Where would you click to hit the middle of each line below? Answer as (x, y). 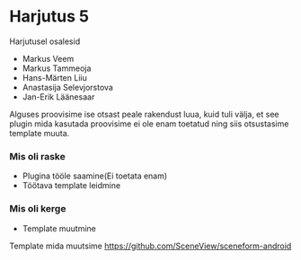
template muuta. (40, 133)
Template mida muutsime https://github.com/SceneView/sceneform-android (150, 246)
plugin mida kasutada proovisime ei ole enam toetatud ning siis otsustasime (149, 124)
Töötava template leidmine (71, 186)
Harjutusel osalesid (45, 41)
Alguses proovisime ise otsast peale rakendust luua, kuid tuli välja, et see (144, 114)
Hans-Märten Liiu (54, 77)
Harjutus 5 (49, 17)
